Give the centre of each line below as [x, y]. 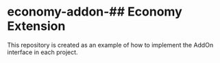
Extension [36, 26]
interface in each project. [42, 52]
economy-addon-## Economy [95, 12]
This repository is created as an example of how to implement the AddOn [110, 45]
